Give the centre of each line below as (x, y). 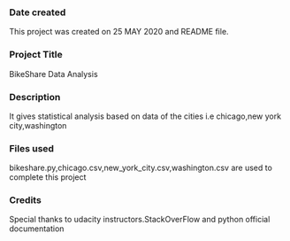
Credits (25, 200)
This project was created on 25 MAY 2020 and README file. (119, 32)
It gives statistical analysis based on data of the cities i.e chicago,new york (145, 116)
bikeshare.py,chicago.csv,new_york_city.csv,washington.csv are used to (141, 168)
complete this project (48, 177)
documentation (37, 229)
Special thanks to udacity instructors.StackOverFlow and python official (140, 220)
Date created (38, 12)
